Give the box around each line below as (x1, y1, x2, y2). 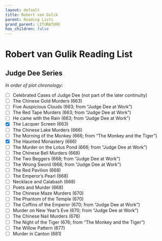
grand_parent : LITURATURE (5, 21, 60, 27)
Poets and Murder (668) (12, 184, 64, 190)
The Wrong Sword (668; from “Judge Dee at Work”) (12, 161, 121, 167)
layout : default (5, 7, 40, 13)
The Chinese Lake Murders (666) (12, 127, 83, 133)
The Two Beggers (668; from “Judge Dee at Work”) (12, 155, 121, 161)
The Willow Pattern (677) (12, 225, 65, 231)
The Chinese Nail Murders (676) (12, 213, 80, 220)
